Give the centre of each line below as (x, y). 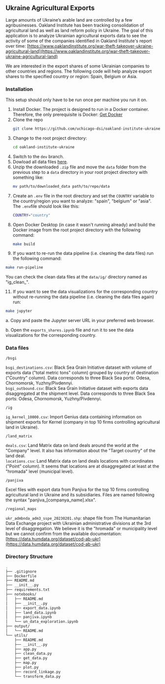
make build (24, 244)
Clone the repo (28, 120)
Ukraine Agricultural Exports (50, 8)
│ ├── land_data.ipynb (31, 613)
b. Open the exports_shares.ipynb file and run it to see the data (70, 330)
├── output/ (18, 626)
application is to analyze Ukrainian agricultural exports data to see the (76, 35)
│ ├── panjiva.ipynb (29, 617)
